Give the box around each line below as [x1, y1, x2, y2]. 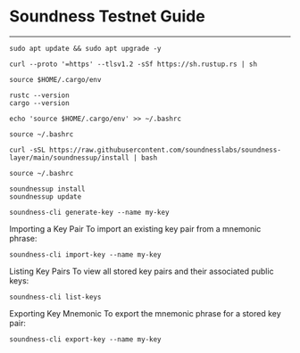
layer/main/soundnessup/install [9, 153, 129, 162]
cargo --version [9, 98, 70, 108]
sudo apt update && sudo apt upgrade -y [9, 44, 162, 53]
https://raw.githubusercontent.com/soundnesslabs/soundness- [48, 145, 281, 154]
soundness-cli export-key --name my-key [9, 334, 162, 344]
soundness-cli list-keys [9, 292, 102, 301]
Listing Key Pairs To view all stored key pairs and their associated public [9, 266, 274, 276]
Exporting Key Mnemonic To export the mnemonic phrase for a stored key [9, 308, 281, 318]
